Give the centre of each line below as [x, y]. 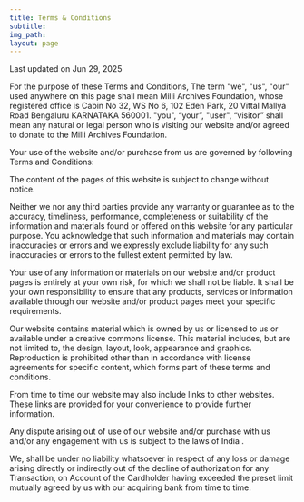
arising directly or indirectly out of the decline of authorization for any [139, 468]
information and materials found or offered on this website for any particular [151, 226]
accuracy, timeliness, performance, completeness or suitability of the [139, 217]
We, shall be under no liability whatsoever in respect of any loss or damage [150, 458]
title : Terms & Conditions [60, 18]
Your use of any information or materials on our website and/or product [142, 272]
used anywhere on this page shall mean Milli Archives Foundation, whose [147, 96]
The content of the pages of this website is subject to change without [139, 180]
